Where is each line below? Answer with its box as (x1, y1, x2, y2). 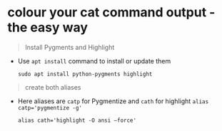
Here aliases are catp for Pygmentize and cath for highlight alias (17, 97, 209, 105)
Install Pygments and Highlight (24, 43, 115, 51)
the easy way (7, 19, 88, 36)
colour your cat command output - (7, 4, 216, 21)
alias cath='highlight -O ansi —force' (17, 117, 137, 124)
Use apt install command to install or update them (17, 56, 171, 65)
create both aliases (24, 83, 81, 91)
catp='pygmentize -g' (17, 104, 82, 111)
